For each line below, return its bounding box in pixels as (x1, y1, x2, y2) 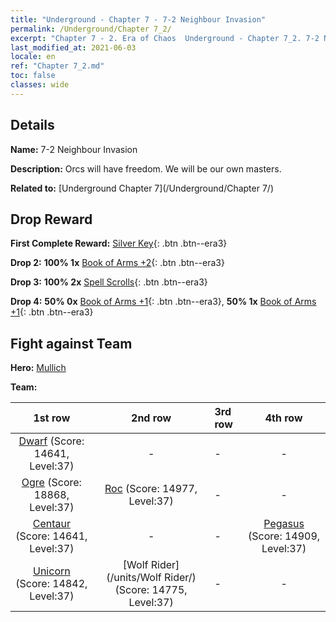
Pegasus (263, 517, 305, 531)
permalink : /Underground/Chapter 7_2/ (10, 24, 172, 34)
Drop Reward (10, 211, 93, 228)
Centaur (32, 517, 71, 531)
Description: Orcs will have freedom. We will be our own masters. (10, 162, 282, 175)
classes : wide (10, 80, 70, 90)
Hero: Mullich (10, 362, 67, 374)
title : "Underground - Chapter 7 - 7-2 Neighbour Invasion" (10, 14, 267, 25)
